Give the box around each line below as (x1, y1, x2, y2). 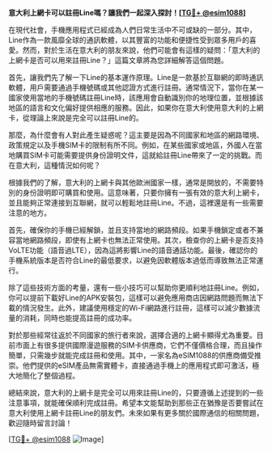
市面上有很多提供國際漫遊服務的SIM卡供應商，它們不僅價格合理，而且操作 (15, 340, 263, 350)
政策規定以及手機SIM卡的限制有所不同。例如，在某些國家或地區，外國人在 (8, 141, 256, 150)
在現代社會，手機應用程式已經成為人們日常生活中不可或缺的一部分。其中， (8, 25, 257, 35)
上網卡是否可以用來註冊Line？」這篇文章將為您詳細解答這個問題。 (8, 56, 228, 65)
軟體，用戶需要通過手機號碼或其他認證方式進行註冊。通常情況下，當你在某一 (8, 82, 264, 92)
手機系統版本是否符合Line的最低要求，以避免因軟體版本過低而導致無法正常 (8, 256, 257, 265)
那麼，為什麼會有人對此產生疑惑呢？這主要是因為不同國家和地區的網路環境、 (8, 130, 264, 140)
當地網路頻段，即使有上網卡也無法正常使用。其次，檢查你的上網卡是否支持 (15, 235, 264, 245)
